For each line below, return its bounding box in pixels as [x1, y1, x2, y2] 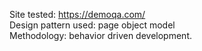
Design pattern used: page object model [9, 19, 176, 31]
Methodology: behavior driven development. [9, 30, 192, 41]
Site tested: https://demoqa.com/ [9, 9, 146, 20]
